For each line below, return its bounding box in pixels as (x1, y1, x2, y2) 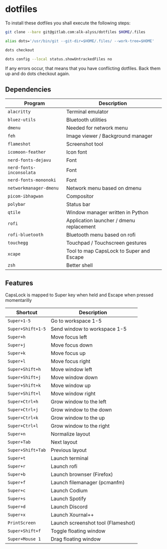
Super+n (7, 431, 26, 437)
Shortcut (16, 309, 38, 316)
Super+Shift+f (7, 528, 41, 534)
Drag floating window (50, 536, 101, 543)
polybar (7, 201, 26, 207)
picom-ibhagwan (7, 193, 44, 199)
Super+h (7, 334, 26, 340)
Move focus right (50, 358, 90, 365)
